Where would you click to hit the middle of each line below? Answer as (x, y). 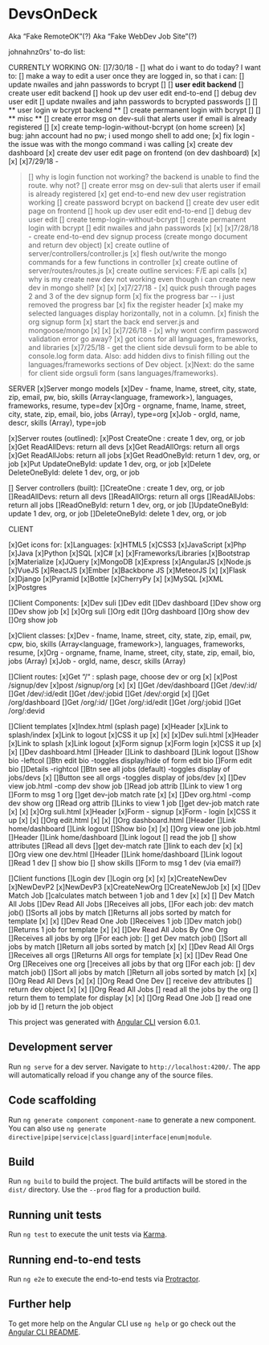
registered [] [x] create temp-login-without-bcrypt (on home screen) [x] (127, 127)
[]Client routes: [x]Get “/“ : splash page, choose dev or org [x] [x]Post (123, 676)
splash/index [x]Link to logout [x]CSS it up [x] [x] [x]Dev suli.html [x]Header (134, 735)
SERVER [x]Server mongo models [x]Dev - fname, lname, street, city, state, (132, 388)
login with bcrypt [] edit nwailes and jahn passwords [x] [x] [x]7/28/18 (143, 228)
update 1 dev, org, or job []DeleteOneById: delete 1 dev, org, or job (118, 513)
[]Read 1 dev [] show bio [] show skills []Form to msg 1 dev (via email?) (125, 862)
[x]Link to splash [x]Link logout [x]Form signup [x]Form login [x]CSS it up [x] (135, 743)
